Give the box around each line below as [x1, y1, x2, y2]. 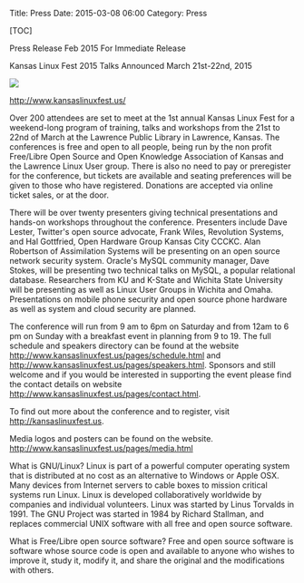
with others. [9, 565, 54, 575]
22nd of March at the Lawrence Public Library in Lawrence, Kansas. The [9, 131, 280, 142]
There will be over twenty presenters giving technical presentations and [9, 208, 279, 218]
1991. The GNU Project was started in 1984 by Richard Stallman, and [9, 509, 265, 520]
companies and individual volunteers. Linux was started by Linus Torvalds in [9, 499, 295, 510]
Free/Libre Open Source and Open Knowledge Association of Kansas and [9, 151, 284, 161]
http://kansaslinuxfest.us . [9, 416, 104, 426]
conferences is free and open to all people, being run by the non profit [9, 141, 272, 152]
